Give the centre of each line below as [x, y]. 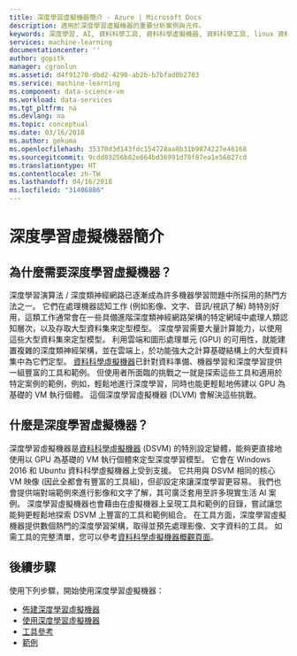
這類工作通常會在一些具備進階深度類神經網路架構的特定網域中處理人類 [152, 317]
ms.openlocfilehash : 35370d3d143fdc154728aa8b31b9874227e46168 [128, 149]
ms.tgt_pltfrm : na [43, 108]
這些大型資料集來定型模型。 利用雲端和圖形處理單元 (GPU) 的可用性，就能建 [147, 339]
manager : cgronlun [43, 67]
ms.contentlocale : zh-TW [55, 174]
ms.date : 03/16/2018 [47, 133]
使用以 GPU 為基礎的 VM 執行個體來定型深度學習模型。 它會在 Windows [140, 459]
